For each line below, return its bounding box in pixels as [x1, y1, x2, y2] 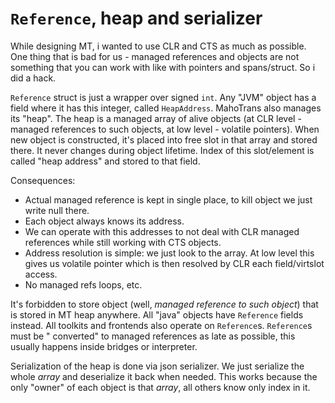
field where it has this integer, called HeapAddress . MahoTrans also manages [10, 102, 322, 114]
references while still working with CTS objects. [24, 236, 222, 248]
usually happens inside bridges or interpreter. [10, 340, 198, 352]
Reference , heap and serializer [10, 7, 263, 30]
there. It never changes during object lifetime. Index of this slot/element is [10, 144, 315, 156]
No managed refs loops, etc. [24, 278, 143, 291]
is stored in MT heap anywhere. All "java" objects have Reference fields [10, 308, 304, 321]
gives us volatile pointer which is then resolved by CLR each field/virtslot [24, 257, 325, 269]
